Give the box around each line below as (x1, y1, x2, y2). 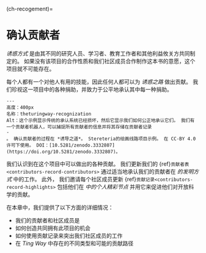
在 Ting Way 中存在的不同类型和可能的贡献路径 (15, 240, 134, 247)
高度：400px (6, 104, 34, 111)
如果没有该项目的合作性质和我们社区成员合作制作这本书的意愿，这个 (23, 57, 196, 65)
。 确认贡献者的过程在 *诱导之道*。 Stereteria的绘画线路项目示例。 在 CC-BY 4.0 (6, 136, 196, 142)
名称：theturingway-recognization (6, 111, 92, 117)
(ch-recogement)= (6, 5, 53, 12)
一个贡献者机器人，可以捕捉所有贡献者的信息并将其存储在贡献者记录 (6, 123, 152, 130)
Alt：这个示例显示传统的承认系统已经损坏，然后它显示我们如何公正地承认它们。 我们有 (6, 117, 195, 123)
